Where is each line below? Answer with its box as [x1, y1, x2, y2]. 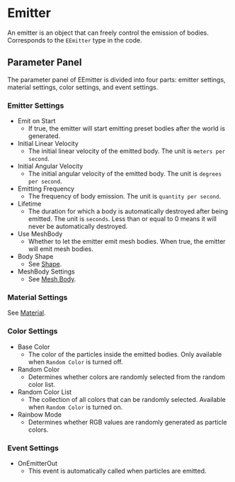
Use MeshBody [17, 230, 63, 238]
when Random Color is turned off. [28, 357, 124, 366]
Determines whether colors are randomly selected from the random [28, 372, 225, 381]
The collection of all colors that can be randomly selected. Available [28, 395, 227, 403]
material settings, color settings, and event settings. [7, 83, 159, 91]
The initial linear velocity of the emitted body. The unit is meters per [28, 147, 226, 155]
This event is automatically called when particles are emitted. [28, 466, 207, 475]
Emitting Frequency [17, 184, 75, 193]
